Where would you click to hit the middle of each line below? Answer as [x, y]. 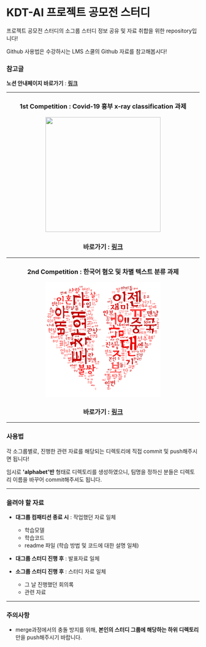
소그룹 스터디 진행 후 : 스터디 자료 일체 [60, 572]
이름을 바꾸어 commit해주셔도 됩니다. [57, 479]
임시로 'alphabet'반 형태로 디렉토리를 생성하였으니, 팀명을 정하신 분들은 [93, 472]
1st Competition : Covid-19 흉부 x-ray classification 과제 [103, 107]
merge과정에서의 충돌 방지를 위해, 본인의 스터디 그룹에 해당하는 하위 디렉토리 [107, 630]
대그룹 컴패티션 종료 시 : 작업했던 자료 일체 [66, 517]
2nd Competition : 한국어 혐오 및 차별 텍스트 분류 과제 [103, 271]
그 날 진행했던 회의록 [49, 585]
